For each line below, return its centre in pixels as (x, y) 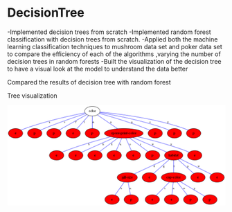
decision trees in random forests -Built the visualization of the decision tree (114, 61)
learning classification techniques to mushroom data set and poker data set (115, 46)
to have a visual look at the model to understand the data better (98, 69)
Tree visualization (32, 96)
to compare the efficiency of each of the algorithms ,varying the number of (114, 54)
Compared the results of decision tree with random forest (89, 82)
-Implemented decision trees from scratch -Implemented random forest (109, 32)
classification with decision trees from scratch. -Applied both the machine (113, 39)
